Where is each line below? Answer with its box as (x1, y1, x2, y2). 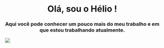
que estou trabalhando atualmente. (39, 27, 125, 33)
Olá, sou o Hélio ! (47, 3, 117, 15)
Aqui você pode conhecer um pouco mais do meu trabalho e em (5, 21, 160, 28)
